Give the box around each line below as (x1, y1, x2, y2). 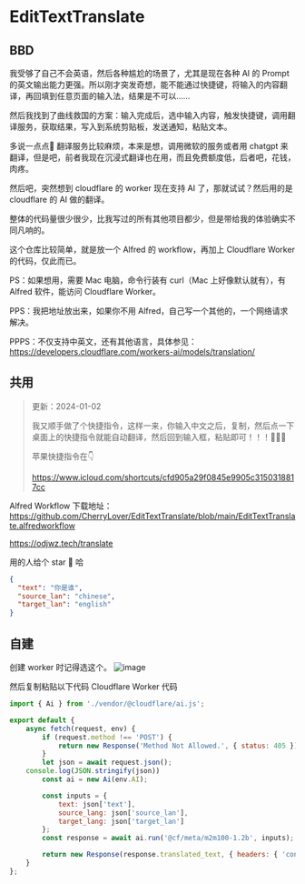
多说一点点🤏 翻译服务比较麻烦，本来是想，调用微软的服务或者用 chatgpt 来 (9, 141, 289, 151)
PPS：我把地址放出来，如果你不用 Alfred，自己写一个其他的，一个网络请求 (9, 306, 289, 316)
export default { (9, 716, 75, 725)
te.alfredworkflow (9, 520, 75, 531)
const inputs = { (42, 791, 107, 800)
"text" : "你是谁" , (17, 583, 84, 592)
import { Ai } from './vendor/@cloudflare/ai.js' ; (9, 699, 205, 708)
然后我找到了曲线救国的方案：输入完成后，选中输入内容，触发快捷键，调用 (9, 110, 288, 120)
